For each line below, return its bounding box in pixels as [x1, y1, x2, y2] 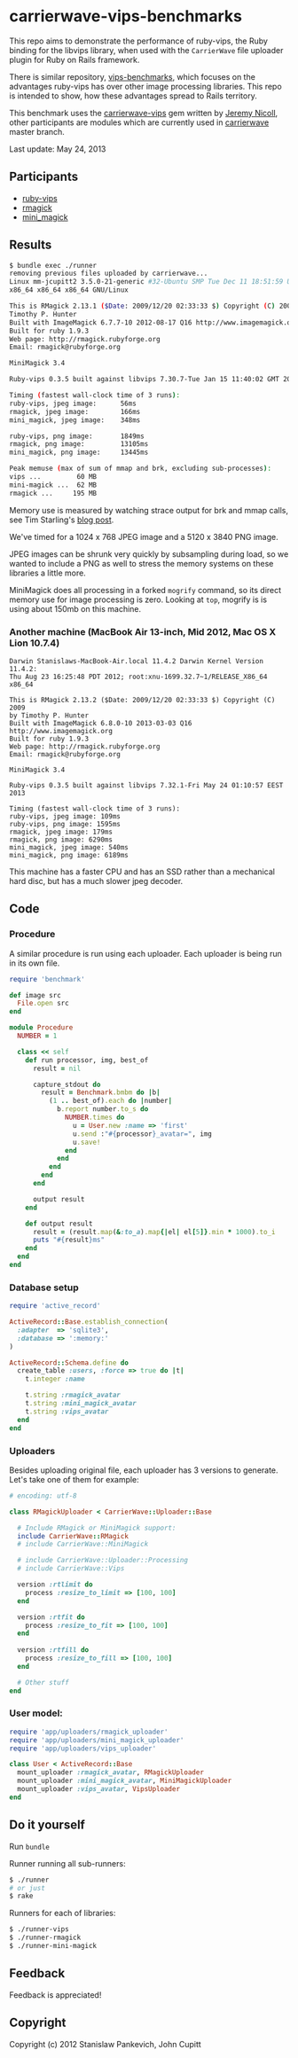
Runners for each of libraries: [9, 1908, 116, 1919]
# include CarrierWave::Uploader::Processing [17, 1556, 189, 1565]
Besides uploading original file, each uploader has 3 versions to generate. [9, 1465, 278, 1475]
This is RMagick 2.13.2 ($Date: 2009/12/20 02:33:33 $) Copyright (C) [9, 695, 276, 704]
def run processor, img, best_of [25, 1055, 149, 1065]
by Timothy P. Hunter [9, 711, 90, 720]
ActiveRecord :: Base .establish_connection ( [9, 1318, 169, 1326]
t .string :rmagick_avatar [25, 1390, 122, 1400]
